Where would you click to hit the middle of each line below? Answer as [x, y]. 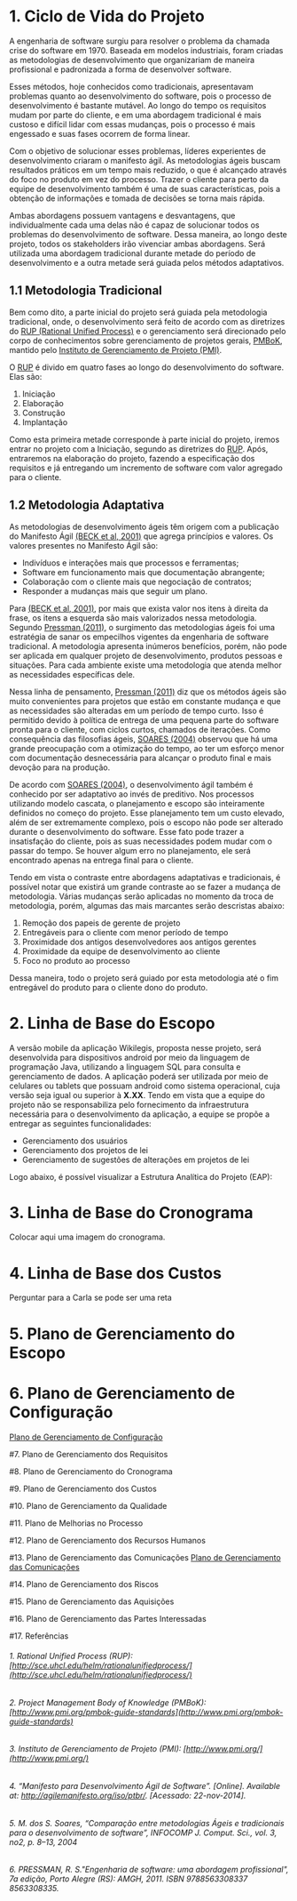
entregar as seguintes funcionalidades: [81, 1123]
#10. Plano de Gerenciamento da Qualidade [88, 1505]
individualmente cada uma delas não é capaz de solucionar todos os [134, 225]
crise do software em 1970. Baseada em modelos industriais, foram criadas [146, 50]
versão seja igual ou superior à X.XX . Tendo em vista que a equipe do [137, 1095]
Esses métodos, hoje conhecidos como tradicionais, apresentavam [132, 86]
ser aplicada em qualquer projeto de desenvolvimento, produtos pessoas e [146, 655]
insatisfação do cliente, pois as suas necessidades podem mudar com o [141, 841]
